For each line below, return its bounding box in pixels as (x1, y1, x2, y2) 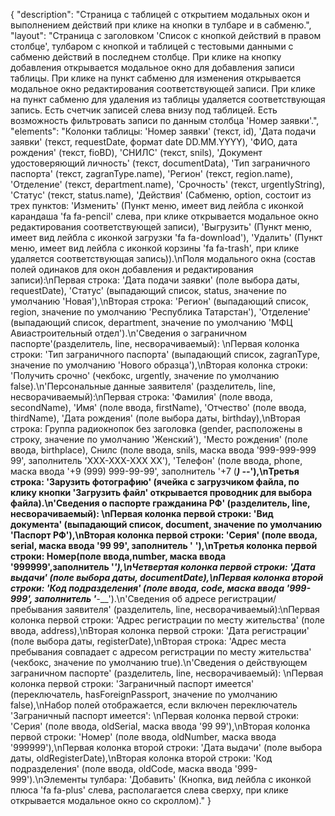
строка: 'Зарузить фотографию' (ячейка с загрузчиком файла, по (10, 476, 300, 488)
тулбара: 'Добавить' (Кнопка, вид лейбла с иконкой (89, 774, 312, 785)
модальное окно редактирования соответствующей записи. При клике (10, 83, 316, 94)
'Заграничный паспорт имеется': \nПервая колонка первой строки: (10, 710, 300, 721)
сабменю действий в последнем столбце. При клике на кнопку (10, 51, 282, 63)
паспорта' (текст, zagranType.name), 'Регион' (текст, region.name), (10, 168, 293, 179)
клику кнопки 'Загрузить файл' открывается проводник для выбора (10, 487, 313, 498)
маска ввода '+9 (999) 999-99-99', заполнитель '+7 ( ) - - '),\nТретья (10, 465, 300, 477)
